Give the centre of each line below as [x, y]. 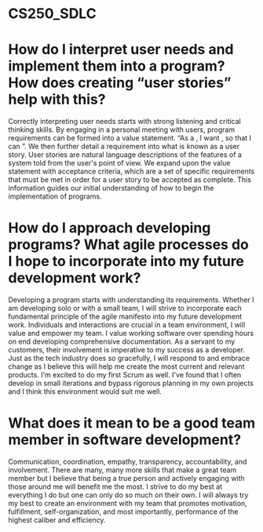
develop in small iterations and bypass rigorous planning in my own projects [131, 383]
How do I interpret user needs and [121, 50]
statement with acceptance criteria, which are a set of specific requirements [131, 171]
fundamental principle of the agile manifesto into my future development [125, 317]
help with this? [57, 100]
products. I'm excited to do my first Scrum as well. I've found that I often [125, 375]
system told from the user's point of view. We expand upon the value [119, 163]
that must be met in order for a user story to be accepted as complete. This [130, 180]
